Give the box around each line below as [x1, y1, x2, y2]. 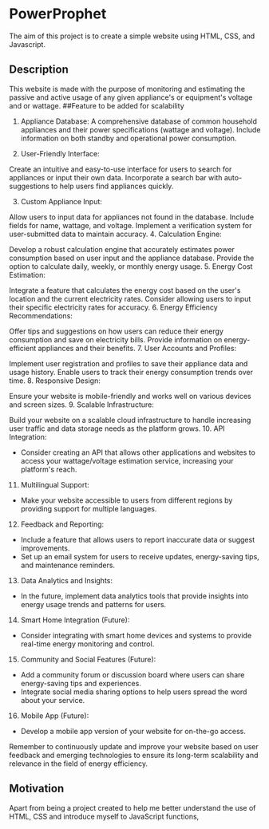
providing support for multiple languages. [20, 503, 157, 513]
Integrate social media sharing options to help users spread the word [20, 687, 247, 697]
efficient [9, 343, 37, 353]
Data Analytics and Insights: [20, 575, 113, 585]
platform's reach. [20, 464, 77, 474]
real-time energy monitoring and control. [20, 639, 155, 649]
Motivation [9, 782, 65, 795]
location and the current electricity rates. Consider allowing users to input [9, 294, 251, 303]
